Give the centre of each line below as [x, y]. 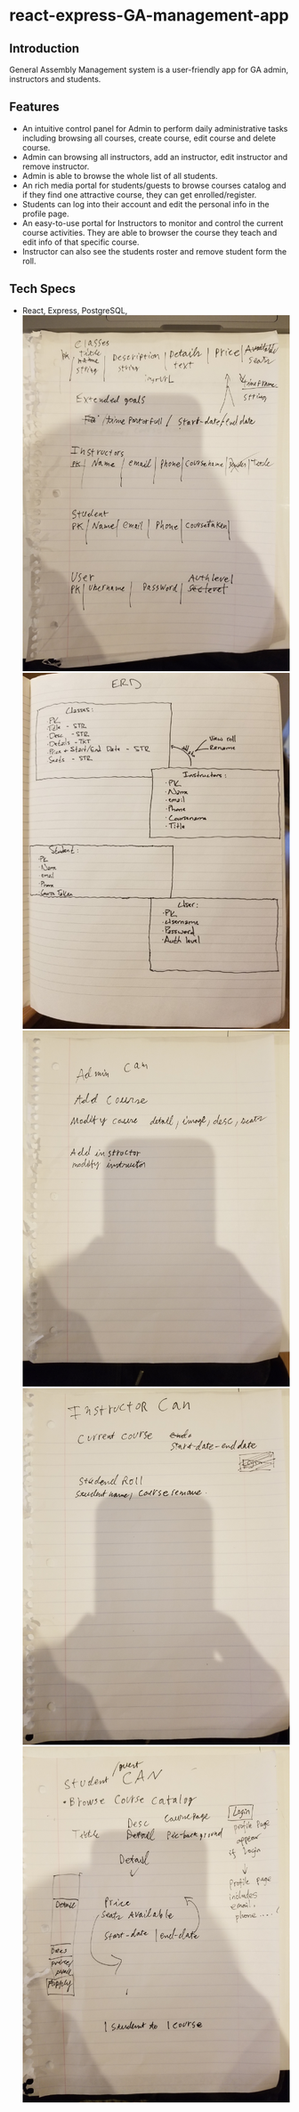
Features [34, 107]
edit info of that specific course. [81, 242]
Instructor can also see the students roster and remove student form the [154, 251]
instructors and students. [55, 79]
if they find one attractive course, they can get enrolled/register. [139, 194]
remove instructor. [56, 166]
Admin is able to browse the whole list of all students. [120, 175]
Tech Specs [42, 289]
